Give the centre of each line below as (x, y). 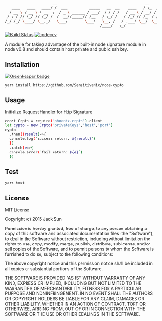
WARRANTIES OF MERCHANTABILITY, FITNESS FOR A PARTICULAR (73, 289)
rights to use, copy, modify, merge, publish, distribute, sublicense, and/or (78, 244)
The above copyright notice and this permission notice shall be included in (79, 264)
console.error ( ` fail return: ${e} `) (46, 152)
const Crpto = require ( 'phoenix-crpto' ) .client (54, 121)
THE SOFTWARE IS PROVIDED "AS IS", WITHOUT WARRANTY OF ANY (75, 278)
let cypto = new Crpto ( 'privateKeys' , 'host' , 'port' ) (59, 125)
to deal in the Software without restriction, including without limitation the (78, 239)
